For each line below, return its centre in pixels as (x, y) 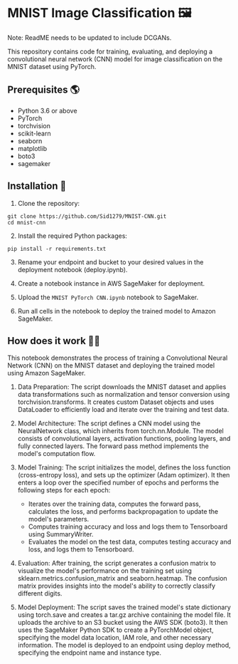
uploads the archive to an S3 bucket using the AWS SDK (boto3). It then (123, 623)
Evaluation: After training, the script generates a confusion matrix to (117, 564)
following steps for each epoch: (64, 490)
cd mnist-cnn (27, 222)
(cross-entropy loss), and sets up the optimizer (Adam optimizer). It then (124, 475)
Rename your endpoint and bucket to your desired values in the (110, 262)
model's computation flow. (56, 454)
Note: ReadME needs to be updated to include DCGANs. (90, 37)
